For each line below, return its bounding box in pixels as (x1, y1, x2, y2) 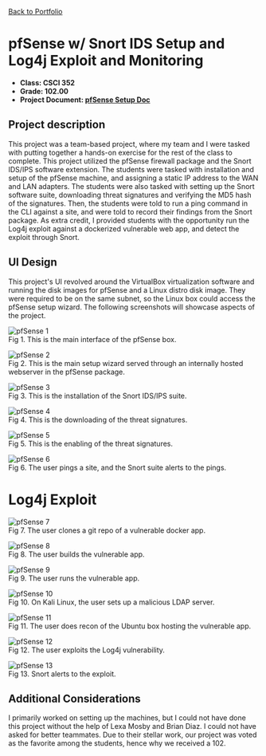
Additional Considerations (8, 691, 141, 705)
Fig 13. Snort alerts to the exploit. (8, 669, 117, 679)
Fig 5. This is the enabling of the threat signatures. (8, 439, 174, 448)
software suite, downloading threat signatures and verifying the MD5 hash (8, 190, 252, 199)
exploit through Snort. (8, 232, 80, 242)
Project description (8, 118, 106, 132)
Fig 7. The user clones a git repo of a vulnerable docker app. (8, 526, 205, 535)
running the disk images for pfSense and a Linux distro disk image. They (8, 285, 246, 294)
